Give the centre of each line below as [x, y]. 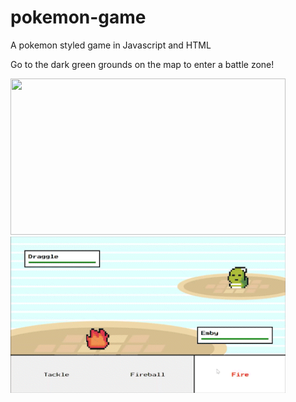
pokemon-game [78, 17]
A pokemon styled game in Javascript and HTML [111, 45]
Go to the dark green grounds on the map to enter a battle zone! [142, 64]
